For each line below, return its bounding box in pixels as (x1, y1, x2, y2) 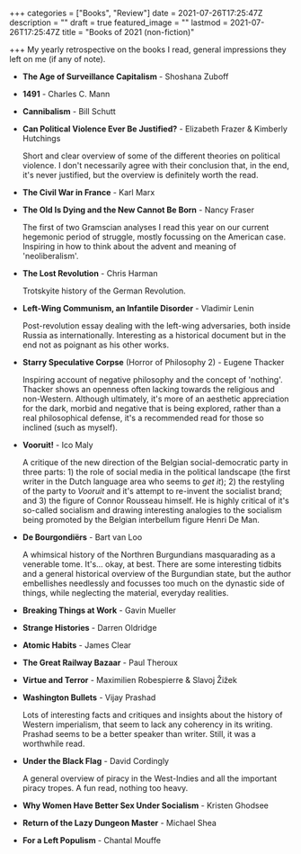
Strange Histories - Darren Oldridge (22, 623, 157, 633)
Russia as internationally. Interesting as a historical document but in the (22, 330, 287, 340)
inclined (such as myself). (22, 422, 119, 433)
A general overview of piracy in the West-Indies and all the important (22, 773, 278, 784)
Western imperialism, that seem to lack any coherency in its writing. (22, 719, 273, 730)
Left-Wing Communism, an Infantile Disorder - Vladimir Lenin (22, 303, 254, 313)
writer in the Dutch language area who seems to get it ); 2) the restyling (22, 476, 285, 487)
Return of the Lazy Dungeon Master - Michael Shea (22, 818, 217, 828)
